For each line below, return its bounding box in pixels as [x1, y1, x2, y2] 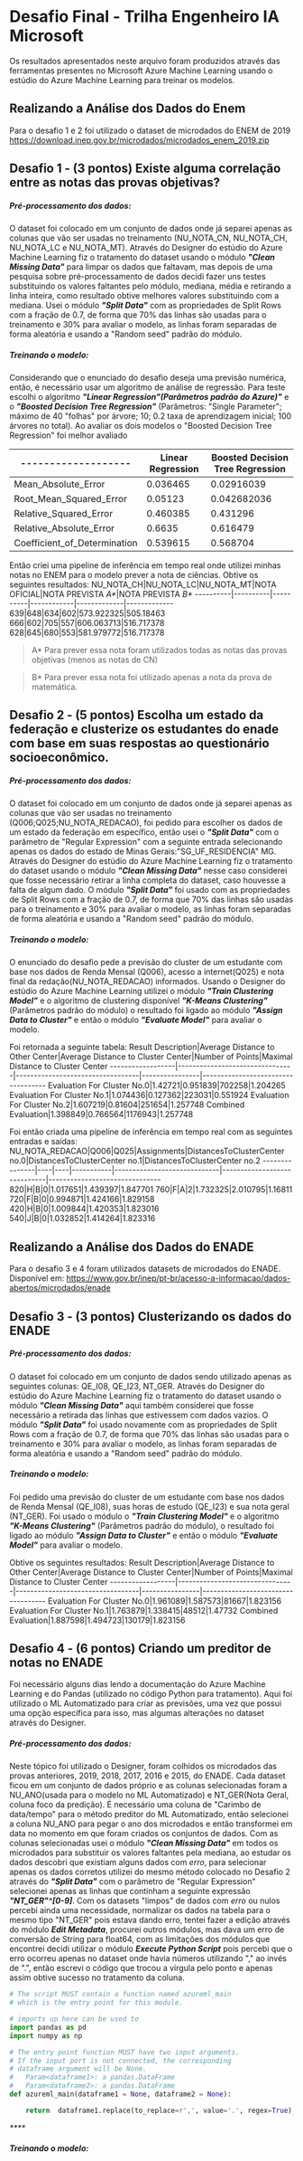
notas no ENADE [9, 1654, 104, 1670]
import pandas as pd [9, 2023, 87, 2032]
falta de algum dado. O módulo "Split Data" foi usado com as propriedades [9, 885, 290, 896]
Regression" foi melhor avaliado [9, 430, 128, 441]
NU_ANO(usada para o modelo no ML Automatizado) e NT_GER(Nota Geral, [9, 1789, 289, 1801]
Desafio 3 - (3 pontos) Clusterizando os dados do [9, 1309, 292, 1324]
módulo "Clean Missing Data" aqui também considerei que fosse [9, 1399, 254, 1410]
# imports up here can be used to [9, 2014, 140, 2024]
